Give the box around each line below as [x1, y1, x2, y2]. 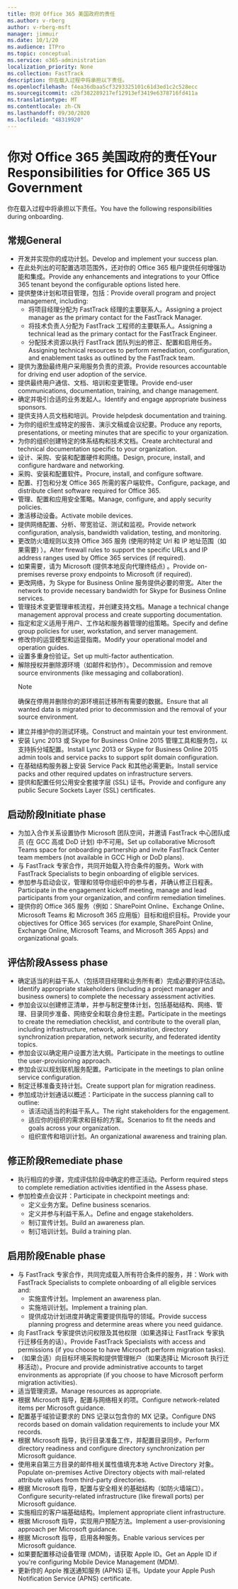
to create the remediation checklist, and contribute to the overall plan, [17, 1017, 221, 1026]
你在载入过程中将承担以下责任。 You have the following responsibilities [7, 204, 212, 213]
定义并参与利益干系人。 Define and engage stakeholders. [28, 1209, 193, 1218]
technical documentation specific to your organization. [17, 445, 177, 454]
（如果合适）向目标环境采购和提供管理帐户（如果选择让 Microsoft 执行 [17, 1354, 223, 1362]
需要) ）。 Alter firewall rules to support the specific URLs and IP [23, 545, 208, 555]
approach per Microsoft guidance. [17, 1524, 118, 1533]
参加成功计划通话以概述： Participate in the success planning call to [17, 1091, 214, 1098]
